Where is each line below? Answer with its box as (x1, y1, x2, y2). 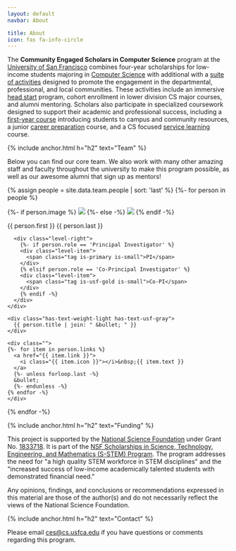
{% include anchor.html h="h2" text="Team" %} (7, 144, 147, 152)
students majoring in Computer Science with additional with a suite (30, 70, 224, 79)
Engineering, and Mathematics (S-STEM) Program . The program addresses (7, 450, 226, 458)
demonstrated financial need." (7, 472, 95, 481)
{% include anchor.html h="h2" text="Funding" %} (7, 422, 154, 430)
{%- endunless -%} (13, 383, 68, 391)
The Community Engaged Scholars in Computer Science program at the (7, 56, 221, 64)
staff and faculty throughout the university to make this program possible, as (7, 165, 230, 173)
